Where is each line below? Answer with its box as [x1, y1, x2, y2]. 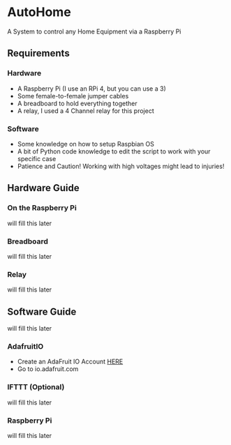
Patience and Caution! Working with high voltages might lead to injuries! [17, 162, 225, 170]
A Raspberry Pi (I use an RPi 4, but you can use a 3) [17, 84, 166, 93]
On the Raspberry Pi [7, 203, 77, 213]
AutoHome [7, 4, 71, 20]
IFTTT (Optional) [7, 382, 65, 392]
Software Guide [7, 306, 77, 317]
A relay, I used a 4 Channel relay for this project [17, 106, 155, 115]
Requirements [7, 47, 70, 59]
